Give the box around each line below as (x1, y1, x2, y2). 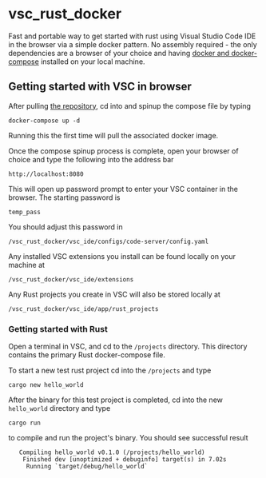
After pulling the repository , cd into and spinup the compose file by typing (8, 101, 252, 110)
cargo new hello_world (8, 381, 84, 389)
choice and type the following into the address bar (8, 154, 174, 164)
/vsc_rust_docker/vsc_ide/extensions (8, 275, 134, 284)
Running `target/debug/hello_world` (26, 463, 149, 471)
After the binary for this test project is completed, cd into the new (8, 395, 224, 404)
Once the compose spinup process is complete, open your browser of (8, 145, 239, 156)
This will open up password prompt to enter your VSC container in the (8, 184, 238, 193)
